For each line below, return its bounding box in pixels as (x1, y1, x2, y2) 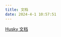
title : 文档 (5, 7, 28, 12)
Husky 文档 (5, 26, 28, 32)
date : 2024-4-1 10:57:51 (5, 12, 57, 17)
